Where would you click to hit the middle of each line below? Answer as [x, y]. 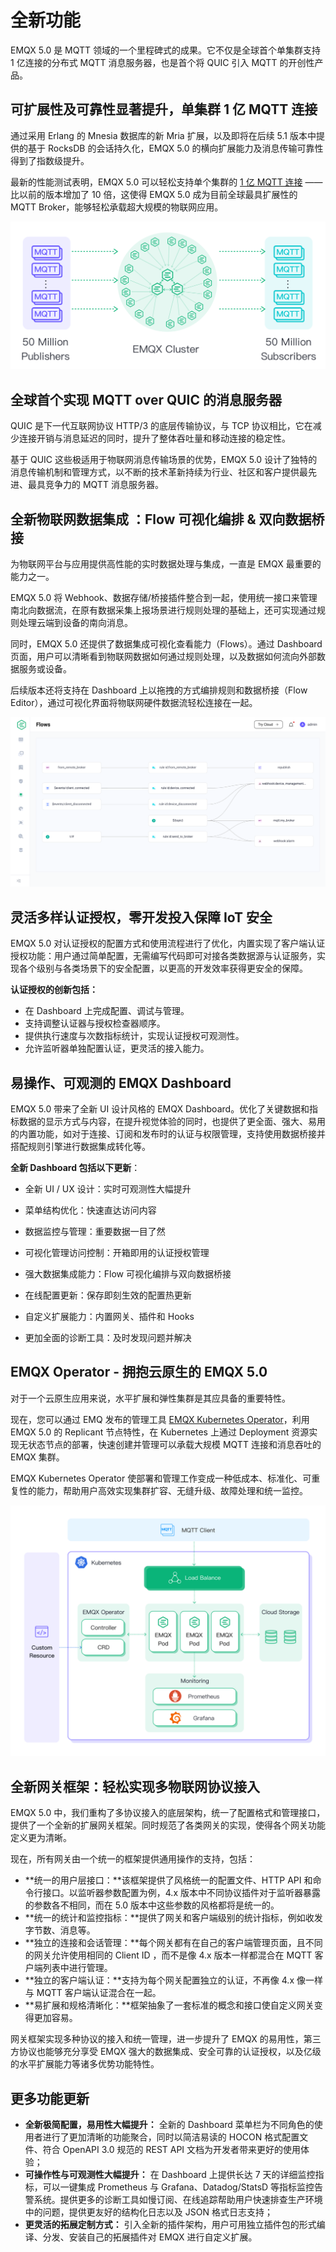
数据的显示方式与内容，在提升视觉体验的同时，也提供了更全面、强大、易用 [172, 1121]
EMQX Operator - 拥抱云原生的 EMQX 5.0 [139, 1372]
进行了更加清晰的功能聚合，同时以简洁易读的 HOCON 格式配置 [171, 2137]
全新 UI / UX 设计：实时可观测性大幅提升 [108, 1188]
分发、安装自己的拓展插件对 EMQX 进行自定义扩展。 [150, 2237]
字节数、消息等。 [60, 1930]
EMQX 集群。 [37, 1457]
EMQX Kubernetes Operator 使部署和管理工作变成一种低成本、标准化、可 [161, 1478]
